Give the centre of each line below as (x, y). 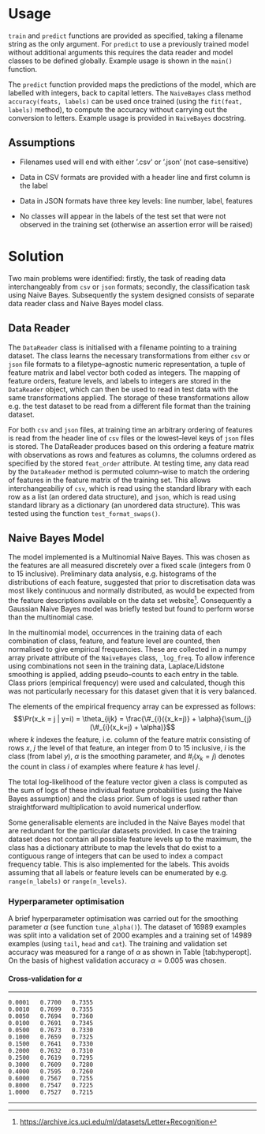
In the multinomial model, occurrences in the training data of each (115, 632)
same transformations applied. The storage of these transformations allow (129, 397)
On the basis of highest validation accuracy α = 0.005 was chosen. (118, 960)
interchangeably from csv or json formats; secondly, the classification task (129, 286)
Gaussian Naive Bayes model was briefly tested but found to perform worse (131, 608)
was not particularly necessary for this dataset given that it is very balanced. (132, 691)
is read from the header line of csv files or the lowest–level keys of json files (131, 438)
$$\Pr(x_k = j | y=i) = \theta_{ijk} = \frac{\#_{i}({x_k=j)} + (105, 718)
